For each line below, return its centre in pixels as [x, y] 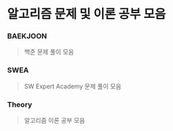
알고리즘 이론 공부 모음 [54, 121]
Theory [20, 104]
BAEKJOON [27, 37]
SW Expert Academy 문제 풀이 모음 [73, 86]
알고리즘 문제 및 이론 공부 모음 [87, 14]
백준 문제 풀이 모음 [49, 52]
